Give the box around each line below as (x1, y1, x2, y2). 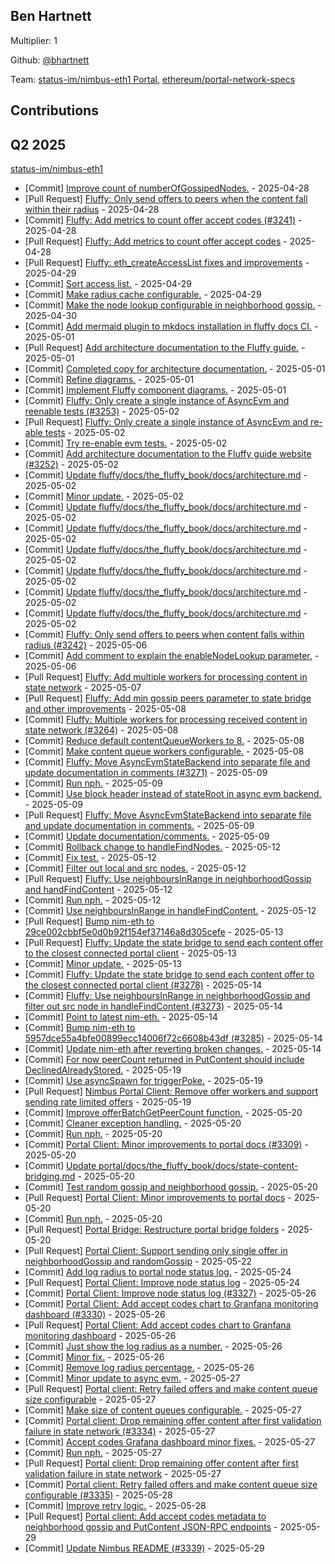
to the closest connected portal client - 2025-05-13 (24, 947, 237, 959)
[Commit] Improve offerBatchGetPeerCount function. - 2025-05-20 (24, 1107, 303, 1119)
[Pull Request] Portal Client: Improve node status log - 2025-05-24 (24, 1277, 301, 1289)
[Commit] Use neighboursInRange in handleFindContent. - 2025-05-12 (24, 905, 317, 917)
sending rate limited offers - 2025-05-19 (24, 1096, 192, 1108)
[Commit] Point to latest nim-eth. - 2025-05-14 (24, 1011, 218, 1023)
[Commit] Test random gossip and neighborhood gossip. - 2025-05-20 (24, 1181, 318, 1193)
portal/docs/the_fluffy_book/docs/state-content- (98, 1160, 299, 1172)
